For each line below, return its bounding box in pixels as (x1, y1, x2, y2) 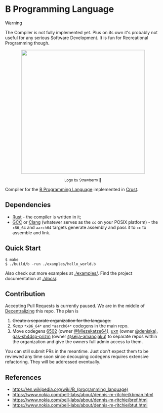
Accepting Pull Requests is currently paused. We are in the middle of (5, 303, 145, 309)
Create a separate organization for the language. (12, 318, 112, 324)
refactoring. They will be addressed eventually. (5, 359, 101, 365)
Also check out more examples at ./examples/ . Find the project (5, 270, 132, 276)
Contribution (5, 290, 45, 298)
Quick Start (5, 244, 41, 253)
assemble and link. (12, 229, 51, 236)
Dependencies (5, 201, 51, 209)
